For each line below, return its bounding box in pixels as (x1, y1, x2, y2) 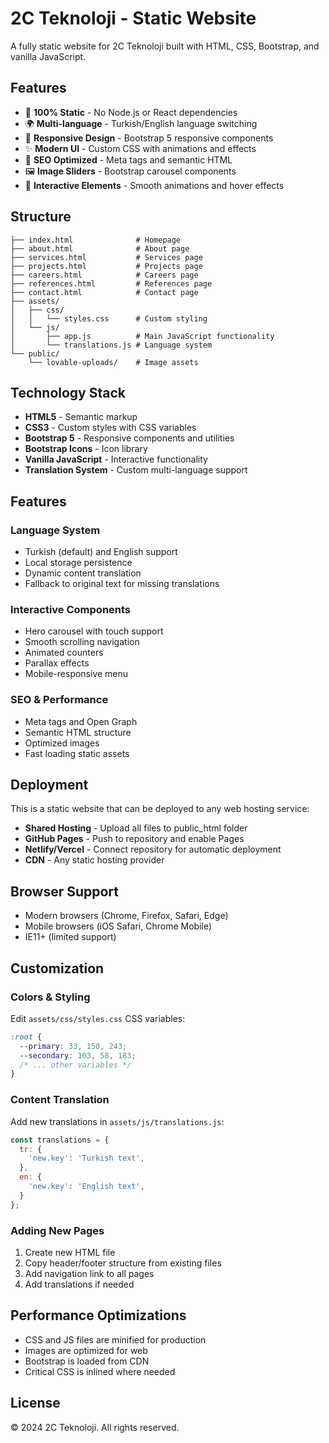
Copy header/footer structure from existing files (24, 1257, 222, 1269)
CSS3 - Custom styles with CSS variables (24, 422, 197, 434)
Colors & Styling (10, 990, 91, 1004)
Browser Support (10, 883, 120, 900)
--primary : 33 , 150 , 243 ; (19, 1041, 128, 1051)
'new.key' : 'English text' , (28, 1182, 145, 1192)
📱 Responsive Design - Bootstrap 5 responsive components (24, 132, 274, 144)
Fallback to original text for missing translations (24, 578, 220, 590)
